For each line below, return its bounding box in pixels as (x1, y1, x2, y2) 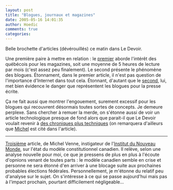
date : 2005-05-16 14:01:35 (5, 17, 63, 22)
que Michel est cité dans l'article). (5, 126, 77, 132)
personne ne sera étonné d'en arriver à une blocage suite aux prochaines (5, 163, 161, 168)
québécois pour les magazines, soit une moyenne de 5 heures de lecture (5, 61, 160, 67)
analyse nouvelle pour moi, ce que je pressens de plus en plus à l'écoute (5, 151, 160, 158)
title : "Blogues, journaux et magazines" (5, 12, 96, 18)
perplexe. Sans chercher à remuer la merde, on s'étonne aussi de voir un (5, 109, 160, 115)
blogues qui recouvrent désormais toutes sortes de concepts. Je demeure (5, 104, 163, 110)
